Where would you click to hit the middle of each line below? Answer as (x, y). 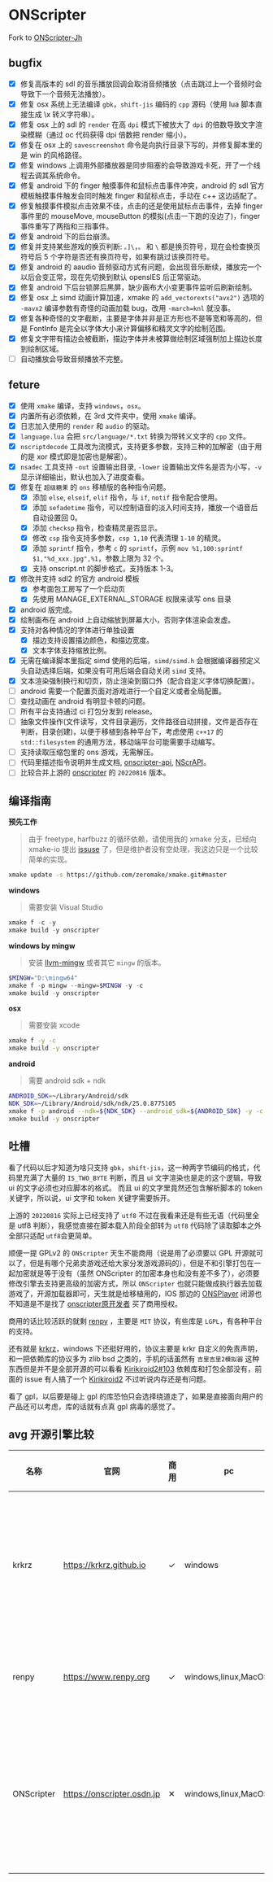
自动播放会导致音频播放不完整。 (74, 359)
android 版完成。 (48, 609)
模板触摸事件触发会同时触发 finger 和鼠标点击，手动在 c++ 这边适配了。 (141, 196)
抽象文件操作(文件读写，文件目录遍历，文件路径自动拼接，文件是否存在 (139, 722)
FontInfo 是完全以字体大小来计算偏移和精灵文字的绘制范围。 (130, 328)
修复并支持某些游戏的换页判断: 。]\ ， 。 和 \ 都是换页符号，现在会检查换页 (140, 247)
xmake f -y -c (32, 1041)
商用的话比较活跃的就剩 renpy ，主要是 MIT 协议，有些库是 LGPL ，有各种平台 (135, 1321)
